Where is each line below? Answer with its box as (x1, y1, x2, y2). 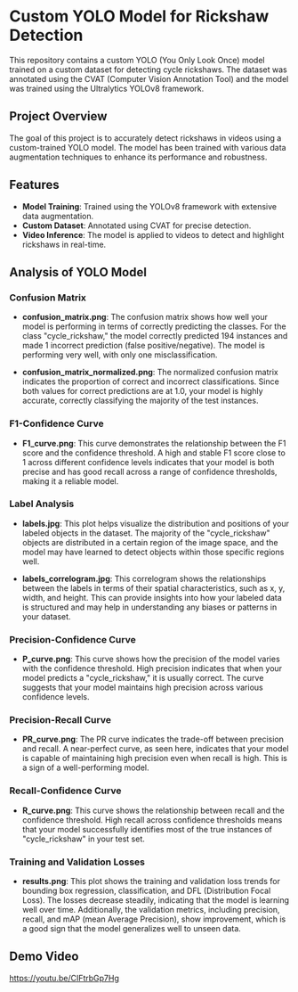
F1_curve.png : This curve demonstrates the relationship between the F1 (21, 438, 286, 448)
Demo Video (9, 949, 79, 964)
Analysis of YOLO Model (9, 265, 147, 280)
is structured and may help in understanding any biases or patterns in (21, 602, 278, 612)
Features (9, 177, 60, 193)
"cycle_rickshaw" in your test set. (21, 833, 145, 844)
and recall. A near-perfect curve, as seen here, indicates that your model (21, 743, 289, 754)
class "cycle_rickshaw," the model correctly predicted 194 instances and (21, 331, 288, 341)
